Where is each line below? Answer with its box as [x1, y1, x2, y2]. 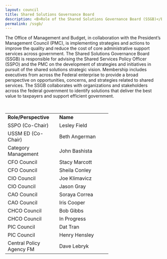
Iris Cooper [59, 199, 85, 206]
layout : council [5, 7, 39, 12]
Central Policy [7, 240, 41, 247]
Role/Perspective [7, 114, 50, 121]
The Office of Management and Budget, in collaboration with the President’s [5, 35, 161, 41]
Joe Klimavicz [59, 175, 92, 182]
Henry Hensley [59, 232, 94, 239]
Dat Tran [59, 224, 80, 231]
